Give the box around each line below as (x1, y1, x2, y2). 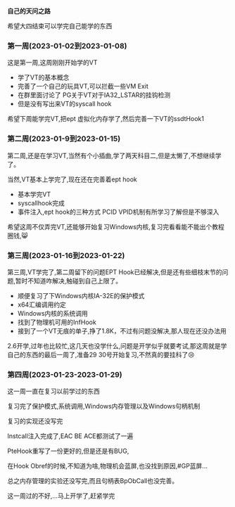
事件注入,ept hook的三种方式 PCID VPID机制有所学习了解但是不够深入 (17, 207, 220, 216)
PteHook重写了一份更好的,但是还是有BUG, (7, 447, 129, 456)
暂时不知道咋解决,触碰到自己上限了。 (15, 276, 122, 285)
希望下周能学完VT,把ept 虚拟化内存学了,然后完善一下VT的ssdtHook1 (7, 115, 204, 123)
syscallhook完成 (17, 198, 65, 207)
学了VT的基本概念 (17, 73, 70, 82)
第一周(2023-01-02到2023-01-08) (7, 41, 127, 51)
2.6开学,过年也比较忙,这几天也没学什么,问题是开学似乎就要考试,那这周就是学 (7, 341, 227, 350)
